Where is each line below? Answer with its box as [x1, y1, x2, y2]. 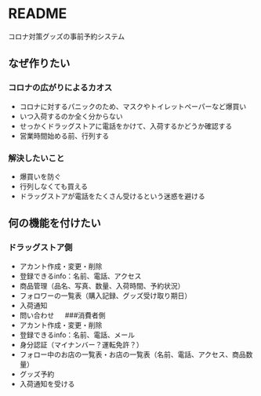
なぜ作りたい [8, 56, 71, 71]
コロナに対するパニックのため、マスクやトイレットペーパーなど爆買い [19, 101, 247, 111]
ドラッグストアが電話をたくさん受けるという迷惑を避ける [19, 191, 205, 201]
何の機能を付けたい [8, 216, 101, 230]
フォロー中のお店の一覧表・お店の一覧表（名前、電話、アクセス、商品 [19, 350, 247, 359]
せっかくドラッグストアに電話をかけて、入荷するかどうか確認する [19, 121, 233, 130]
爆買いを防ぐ [19, 172, 61, 181]
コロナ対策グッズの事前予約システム [8, 31, 125, 41]
